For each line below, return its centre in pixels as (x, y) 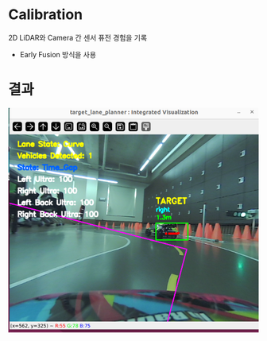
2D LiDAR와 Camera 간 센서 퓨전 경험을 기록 (78, 37)
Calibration (46, 15)
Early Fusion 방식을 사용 (58, 54)
